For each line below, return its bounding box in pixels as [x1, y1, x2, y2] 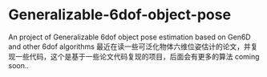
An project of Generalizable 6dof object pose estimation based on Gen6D [8, 32, 251, 42]
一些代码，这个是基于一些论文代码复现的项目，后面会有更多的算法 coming [14, 51, 260, 61]
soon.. [8, 60, 30, 70]
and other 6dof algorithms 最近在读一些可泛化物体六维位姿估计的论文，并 [8, 42, 251, 51]
